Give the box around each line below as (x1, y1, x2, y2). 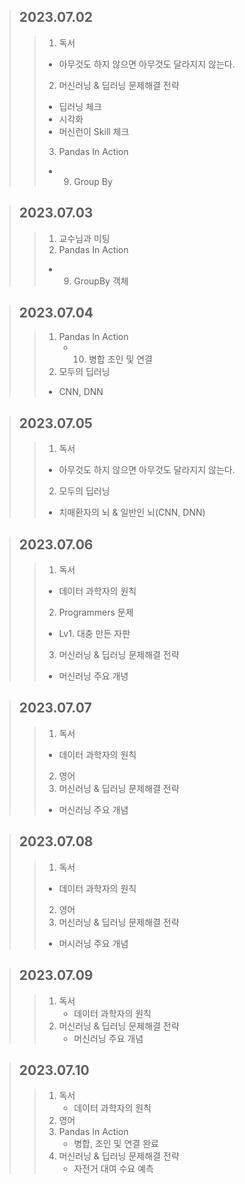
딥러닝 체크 (58, 100, 102, 112)
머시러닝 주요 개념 (58, 937, 129, 949)
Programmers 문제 (58, 606, 134, 619)
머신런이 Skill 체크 (58, 125, 130, 137)
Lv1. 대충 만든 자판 (58, 628, 131, 640)
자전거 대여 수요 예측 (73, 1163, 154, 1175)
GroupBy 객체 (73, 275, 129, 287)
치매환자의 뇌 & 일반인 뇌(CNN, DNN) (58, 506, 206, 519)
